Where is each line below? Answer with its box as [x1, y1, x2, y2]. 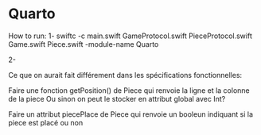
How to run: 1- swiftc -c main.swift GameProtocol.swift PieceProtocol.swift [8, 31, 252, 40]
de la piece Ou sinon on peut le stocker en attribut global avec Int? [8, 94, 226, 103]
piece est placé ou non [8, 118, 84, 127]
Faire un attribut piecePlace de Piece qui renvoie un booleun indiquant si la [8, 109, 253, 119]
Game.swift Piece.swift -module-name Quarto [8, 39, 159, 48]
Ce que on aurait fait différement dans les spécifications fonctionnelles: [8, 70, 243, 79]
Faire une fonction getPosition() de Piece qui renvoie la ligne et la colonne [8, 85, 250, 95]
